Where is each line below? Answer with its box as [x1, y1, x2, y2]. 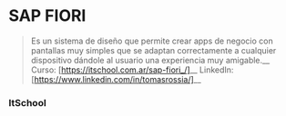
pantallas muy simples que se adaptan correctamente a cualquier [30, 44, 277, 55]
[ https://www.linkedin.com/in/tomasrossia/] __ [30, 73, 201, 84]
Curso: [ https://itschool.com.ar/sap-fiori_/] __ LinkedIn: [30, 64, 234, 75]
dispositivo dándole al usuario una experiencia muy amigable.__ [30, 54, 271, 65]
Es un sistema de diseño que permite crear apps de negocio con [30, 35, 274, 46]
